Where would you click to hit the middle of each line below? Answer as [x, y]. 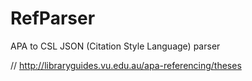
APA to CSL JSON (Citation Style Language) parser [115, 46]
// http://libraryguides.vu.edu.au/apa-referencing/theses [126, 65]
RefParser [53, 18]
